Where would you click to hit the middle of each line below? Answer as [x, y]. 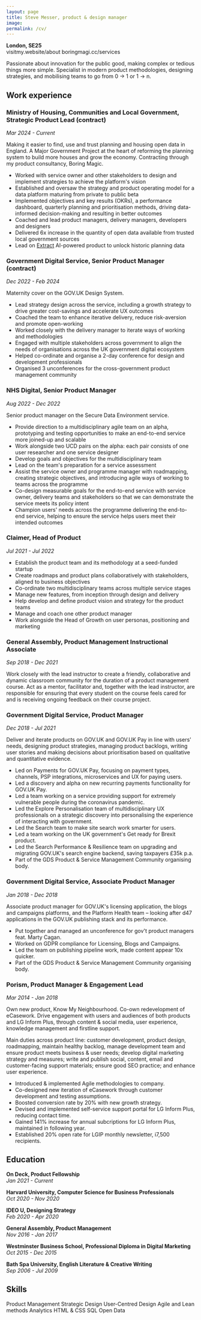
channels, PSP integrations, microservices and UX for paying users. [98, 777]
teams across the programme [51, 484]
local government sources [47, 239]
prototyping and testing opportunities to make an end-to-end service [100, 433]
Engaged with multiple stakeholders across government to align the [98, 343]
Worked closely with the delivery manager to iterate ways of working [100, 330]
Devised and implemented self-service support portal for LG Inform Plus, [105, 1109]
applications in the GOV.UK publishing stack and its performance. [87, 919]
